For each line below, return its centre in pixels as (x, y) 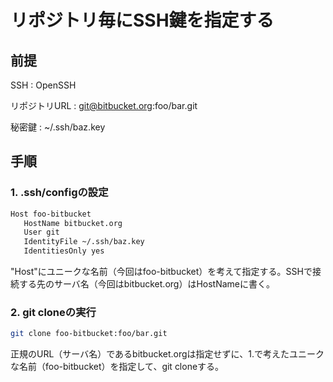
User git (41, 232)
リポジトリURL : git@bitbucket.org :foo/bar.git (104, 105)
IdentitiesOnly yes (64, 251)
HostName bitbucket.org (73, 223)
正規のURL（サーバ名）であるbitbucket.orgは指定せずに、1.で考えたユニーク (167, 354)
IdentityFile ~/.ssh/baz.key (84, 242)
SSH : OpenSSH (43, 85)
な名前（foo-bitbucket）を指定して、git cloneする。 (117, 367)
